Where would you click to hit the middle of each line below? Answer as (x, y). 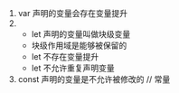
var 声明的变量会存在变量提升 (73, 13)
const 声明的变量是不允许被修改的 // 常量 (94, 79)
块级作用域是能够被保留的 (79, 45)
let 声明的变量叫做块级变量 (81, 34)
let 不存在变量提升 (65, 56)
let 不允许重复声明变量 (73, 68)
